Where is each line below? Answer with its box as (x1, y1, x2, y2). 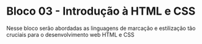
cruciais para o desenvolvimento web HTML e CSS (6, 31, 135, 38)
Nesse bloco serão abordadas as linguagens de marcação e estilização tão (6, 24, 196, 32)
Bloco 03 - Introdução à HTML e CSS (6, 4, 196, 18)
